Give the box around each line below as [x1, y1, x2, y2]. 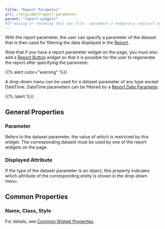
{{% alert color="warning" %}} [5, 69, 67, 75]
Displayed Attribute [5, 156, 53, 163]
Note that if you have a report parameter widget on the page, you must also [5, 49, 158, 55]
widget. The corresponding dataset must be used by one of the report [5, 139, 147, 145]
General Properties [5, 108, 64, 116]
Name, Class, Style [5, 207, 52, 214]
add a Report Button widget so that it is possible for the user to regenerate [5, 55, 156, 61]
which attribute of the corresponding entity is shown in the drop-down [5, 173, 147, 179]
